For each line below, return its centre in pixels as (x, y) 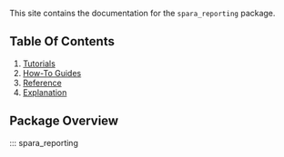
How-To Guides (52, 73)
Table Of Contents (62, 41)
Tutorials (39, 64)
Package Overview (64, 121)
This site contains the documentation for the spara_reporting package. (142, 13)
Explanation (45, 92)
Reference (42, 83)
